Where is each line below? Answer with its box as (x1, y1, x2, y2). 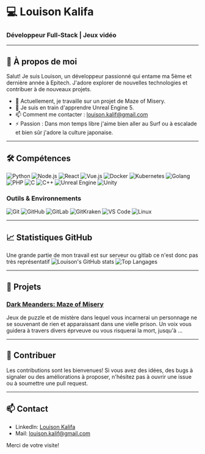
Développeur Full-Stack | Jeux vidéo (6, 31, 117, 40)
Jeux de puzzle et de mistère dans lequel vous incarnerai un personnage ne (6, 313, 197, 321)
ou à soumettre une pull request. (6, 379, 88, 387)
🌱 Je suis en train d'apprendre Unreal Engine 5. (15, 104, 134, 111)
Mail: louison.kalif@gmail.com (15, 430, 90, 437)
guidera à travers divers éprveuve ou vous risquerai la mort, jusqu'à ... (6, 327, 183, 334)
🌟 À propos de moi (6, 56, 77, 67)
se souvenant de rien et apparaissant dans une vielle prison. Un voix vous (6, 320, 192, 327)
